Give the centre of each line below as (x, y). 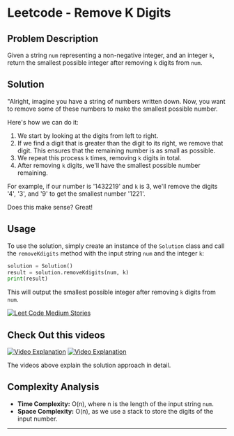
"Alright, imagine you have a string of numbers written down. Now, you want (116, 101)
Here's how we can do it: (43, 122)
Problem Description (53, 39)
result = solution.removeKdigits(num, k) (68, 272)
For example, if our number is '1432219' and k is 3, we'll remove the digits (112, 186)
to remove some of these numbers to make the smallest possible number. (112, 109)
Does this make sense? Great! (50, 207)
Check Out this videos (56, 335)
